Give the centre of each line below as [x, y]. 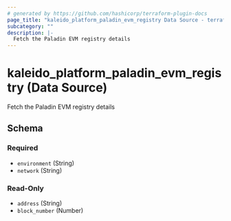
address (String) [40, 203]
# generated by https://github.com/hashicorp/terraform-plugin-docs [107, 13]
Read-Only [26, 188]
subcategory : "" [30, 26]
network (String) [40, 170]
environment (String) [45, 163]
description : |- [30, 33]
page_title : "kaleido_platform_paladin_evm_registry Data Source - [106, 20]
